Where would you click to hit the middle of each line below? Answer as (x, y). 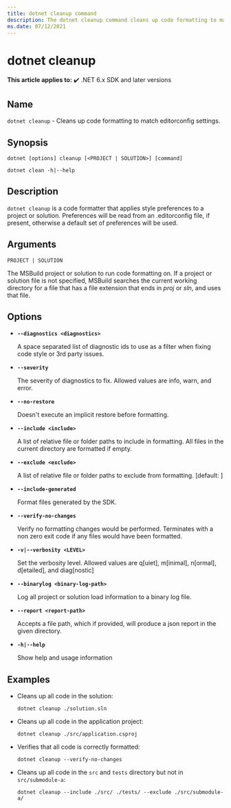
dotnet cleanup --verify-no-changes (69, 760)
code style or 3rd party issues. (60, 354)
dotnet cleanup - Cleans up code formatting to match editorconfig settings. (114, 121)
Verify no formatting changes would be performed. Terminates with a (115, 529)
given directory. (39, 631)
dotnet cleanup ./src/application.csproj (77, 734)
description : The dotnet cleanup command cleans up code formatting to (112, 20)
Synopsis (27, 142)
